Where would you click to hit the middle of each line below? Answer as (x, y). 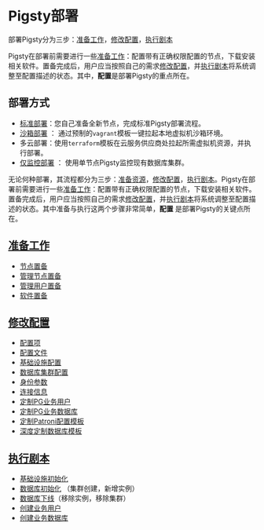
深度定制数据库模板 (51, 431)
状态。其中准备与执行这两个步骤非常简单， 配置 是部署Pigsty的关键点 (132, 208)
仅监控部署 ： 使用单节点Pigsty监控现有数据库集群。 (104, 163)
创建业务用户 (40, 508)
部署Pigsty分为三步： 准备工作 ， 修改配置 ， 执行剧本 (91, 39)
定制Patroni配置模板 (52, 422)
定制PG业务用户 (45, 402)
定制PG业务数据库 (49, 411)
